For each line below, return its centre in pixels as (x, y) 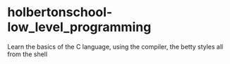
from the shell (28, 54)
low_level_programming (79, 27)
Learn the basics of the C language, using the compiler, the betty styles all (115, 46)
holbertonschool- (60, 12)
